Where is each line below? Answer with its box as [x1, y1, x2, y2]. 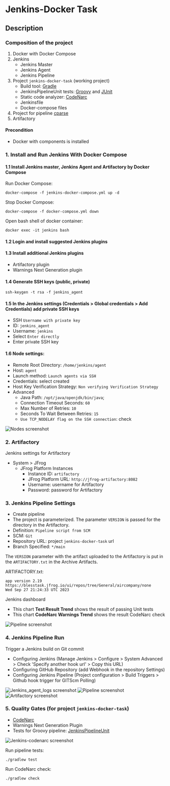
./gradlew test [5, 757, 38, 762]
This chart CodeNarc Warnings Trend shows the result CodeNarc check [12, 612, 165, 618]
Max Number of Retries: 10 [20, 405, 76, 411]
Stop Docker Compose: [5, 199, 54, 206]
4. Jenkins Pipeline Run [5, 634, 65, 642]
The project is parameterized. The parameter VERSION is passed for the [12, 516, 161, 522]
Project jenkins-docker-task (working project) [12, 77, 110, 83]
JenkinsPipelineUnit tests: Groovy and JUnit [20, 88, 113, 95]
